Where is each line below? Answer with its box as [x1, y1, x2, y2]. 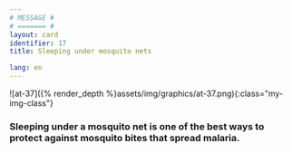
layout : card [9, 30, 59, 39]
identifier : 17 [9, 38, 67, 48]
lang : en [9, 63, 43, 72]
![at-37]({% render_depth [9, 88, 104, 99]
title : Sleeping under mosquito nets [9, 47, 152, 56]
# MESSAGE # [9, 13, 54, 23]
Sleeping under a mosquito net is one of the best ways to [9, 120, 265, 132]
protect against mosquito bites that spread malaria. [9, 131, 240, 144]
